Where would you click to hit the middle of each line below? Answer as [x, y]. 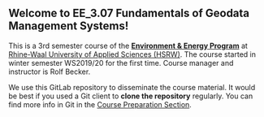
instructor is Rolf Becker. [50, 71]
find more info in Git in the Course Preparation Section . [100, 104]
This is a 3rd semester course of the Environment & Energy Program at [128, 45]
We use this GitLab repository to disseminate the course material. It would [132, 87]
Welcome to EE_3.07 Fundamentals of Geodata [129, 13]
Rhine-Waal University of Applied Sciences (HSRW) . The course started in [132, 54]
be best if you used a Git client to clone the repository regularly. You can [131, 96]
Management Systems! [69, 26]
